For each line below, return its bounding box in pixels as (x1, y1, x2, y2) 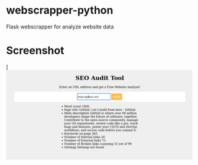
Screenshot (6, 44, 64, 57)
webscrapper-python (6, 4, 113, 17)
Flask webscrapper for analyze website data (6, 23, 114, 30)
